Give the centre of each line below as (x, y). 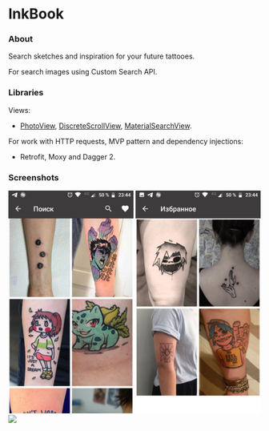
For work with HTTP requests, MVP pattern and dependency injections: (126, 141)
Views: (19, 110)
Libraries (26, 93)
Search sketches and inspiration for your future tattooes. (102, 56)
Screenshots (34, 177)
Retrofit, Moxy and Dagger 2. (68, 156)
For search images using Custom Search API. (83, 72)
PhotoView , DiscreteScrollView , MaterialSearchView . (106, 126)
